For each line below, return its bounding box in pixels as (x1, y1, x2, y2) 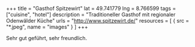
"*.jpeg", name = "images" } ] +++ (6, 23, 88, 30)
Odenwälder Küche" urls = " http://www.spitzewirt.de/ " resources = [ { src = (6, 17, 190, 24)
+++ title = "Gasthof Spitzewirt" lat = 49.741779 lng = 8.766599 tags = (6, 5, 176, 12)
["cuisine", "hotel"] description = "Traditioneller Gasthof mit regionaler (6, 11, 176, 18)
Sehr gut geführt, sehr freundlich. (6, 35, 88, 41)
